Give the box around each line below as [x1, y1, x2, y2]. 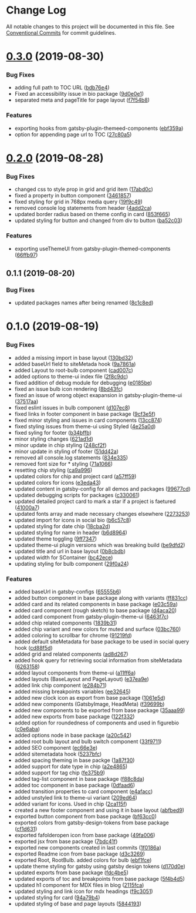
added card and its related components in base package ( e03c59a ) [14, 600, 178, 607]
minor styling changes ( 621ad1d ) [14, 435, 94, 442]
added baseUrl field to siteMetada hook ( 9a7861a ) [14, 360, 136, 367]
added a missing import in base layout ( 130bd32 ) [14, 354, 133, 361]
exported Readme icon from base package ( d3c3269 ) [14, 850, 146, 857]
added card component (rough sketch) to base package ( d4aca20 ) [14, 606, 177, 614]
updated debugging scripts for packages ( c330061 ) [14, 491, 140, 498]
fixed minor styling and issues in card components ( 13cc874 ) [14, 417, 163, 424]
